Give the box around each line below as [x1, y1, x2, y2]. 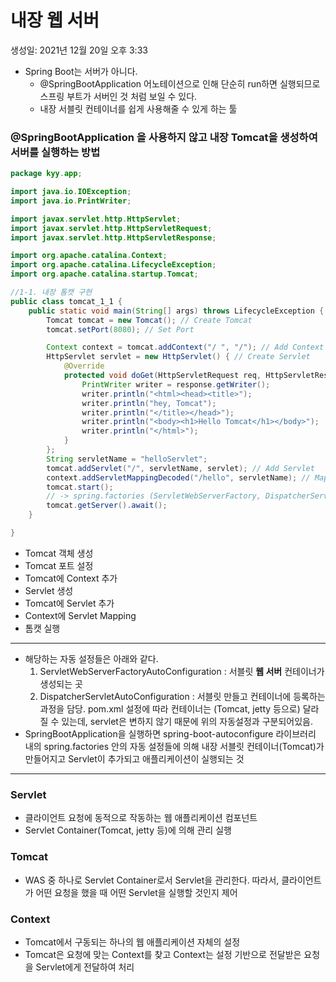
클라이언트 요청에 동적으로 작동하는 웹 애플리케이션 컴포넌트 [24, 812, 258, 824]
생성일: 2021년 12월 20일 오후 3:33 [10, 44, 148, 56]
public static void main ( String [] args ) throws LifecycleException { [28, 306, 325, 316]
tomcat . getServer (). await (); [46, 501, 168, 511]
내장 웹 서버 [10, 9, 100, 32]
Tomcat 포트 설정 [24, 559, 94, 571]
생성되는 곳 [39, 677, 83, 690]
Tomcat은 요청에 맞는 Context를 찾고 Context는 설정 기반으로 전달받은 [24, 948, 302, 960]
